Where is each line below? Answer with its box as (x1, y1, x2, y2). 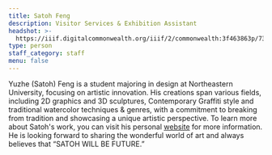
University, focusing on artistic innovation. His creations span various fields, (8, 87, 261, 97)
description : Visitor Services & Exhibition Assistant (8, 19, 198, 27)
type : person (8, 42, 53, 50)
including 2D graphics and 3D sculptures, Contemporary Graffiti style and (8, 96, 254, 106)
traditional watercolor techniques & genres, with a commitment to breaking (8, 104, 257, 114)
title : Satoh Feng (8, 11, 70, 20)
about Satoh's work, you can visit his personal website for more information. (8, 122, 263, 132)
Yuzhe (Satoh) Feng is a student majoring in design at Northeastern (8, 78, 233, 89)
